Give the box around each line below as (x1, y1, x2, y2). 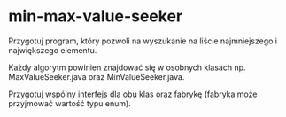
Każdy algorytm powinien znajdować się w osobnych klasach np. (8, 62, 246, 73)
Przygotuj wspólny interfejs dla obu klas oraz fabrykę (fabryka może (8, 89, 258, 99)
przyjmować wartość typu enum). (8, 97, 132, 108)
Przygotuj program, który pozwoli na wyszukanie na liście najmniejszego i (8, 35, 278, 46)
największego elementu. (8, 44, 97, 55)
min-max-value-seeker (8, 6, 183, 27)
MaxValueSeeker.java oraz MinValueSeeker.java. (8, 71, 185, 82)
